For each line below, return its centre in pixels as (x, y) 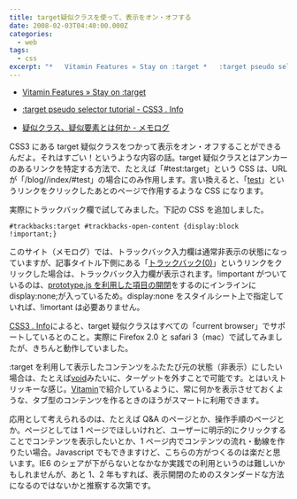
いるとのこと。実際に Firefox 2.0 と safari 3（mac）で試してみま (157, 337)
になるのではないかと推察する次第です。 (83, 485)
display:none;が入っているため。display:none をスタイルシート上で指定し (143, 296)
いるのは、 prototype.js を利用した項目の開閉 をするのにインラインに (133, 285)
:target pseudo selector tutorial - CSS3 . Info (103, 109)
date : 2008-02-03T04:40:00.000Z (69, 26)
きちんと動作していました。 (83, 347)
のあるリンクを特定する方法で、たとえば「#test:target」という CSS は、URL (148, 168)
